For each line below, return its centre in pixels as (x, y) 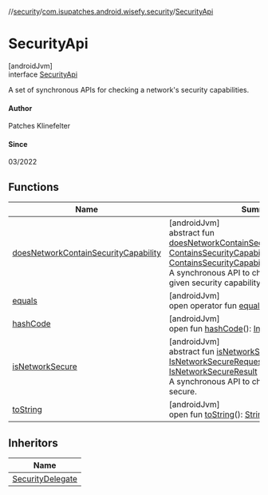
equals (25, 301)
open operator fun (203, 306)
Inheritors (33, 443)
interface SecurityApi (43, 74)
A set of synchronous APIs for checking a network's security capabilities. (129, 89)
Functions (34, 187)
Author (20, 108)
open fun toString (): (206, 414)
